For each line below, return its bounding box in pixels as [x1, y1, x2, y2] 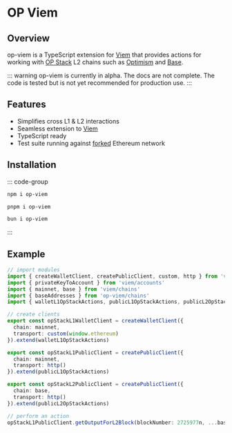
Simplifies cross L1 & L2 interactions [17, 117, 119, 125]
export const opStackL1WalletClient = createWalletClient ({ [7, 318, 184, 325]
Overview [7, 32, 50, 44]
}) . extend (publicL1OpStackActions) [7, 368, 110, 376]
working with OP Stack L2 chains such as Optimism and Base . [7, 58, 184, 66]
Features [7, 99, 46, 110]
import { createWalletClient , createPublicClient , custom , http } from [7, 273, 217, 280]
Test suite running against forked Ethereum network [17, 139, 166, 147]
